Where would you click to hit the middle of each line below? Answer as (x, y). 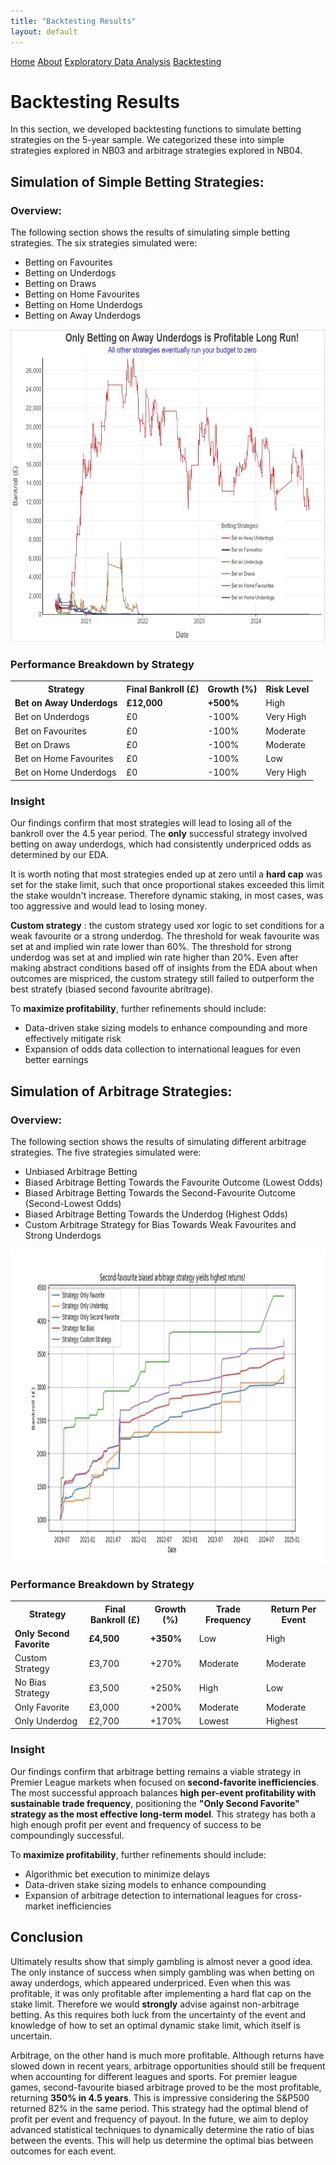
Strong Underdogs (63, 1235)
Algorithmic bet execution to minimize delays (117, 1874)
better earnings (56, 1060)
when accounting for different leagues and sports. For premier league (154, 2076)
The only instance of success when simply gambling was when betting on (162, 1972)
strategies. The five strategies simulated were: (106, 1152)
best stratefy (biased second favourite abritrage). (111, 989)
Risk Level (287, 689)
